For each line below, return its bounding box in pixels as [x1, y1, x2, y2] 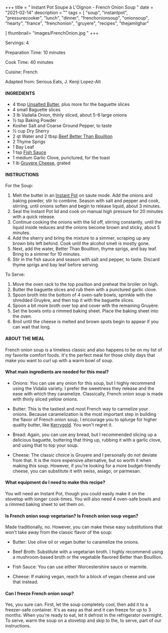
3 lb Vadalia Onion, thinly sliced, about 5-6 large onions [12, 112, 127, 118]
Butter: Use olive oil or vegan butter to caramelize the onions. [12, 539, 139, 545]
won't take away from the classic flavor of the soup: [5, 530, 113, 536]
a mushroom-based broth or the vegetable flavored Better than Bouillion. [12, 554, 163, 560]
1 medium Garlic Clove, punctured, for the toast [12, 155, 110, 161]
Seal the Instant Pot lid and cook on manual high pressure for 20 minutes [12, 208, 163, 215]
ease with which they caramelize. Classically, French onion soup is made [12, 390, 163, 396]
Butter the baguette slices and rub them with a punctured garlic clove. [12, 286, 157, 293]
